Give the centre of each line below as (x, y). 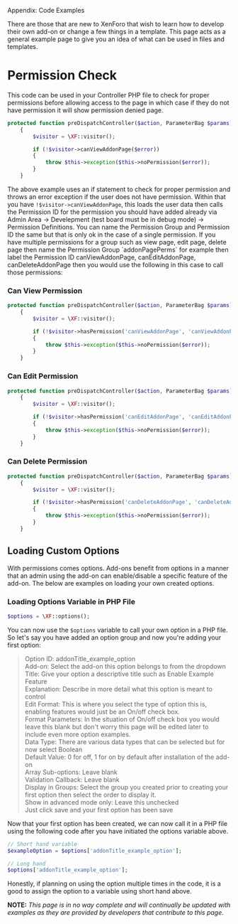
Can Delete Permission (47, 461)
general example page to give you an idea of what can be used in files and (116, 39)
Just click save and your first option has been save (99, 810)
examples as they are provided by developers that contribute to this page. (116, 913)
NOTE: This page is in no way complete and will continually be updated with (119, 905)
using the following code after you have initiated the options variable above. (118, 831)
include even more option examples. (78, 734)
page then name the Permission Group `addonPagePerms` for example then (118, 249)
